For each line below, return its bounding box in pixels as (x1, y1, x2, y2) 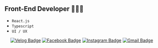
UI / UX (11, 29, 27, 34)
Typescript (11, 24, 34, 29)
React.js (11, 18, 30, 23)
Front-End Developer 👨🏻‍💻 (4, 5, 84, 13)
